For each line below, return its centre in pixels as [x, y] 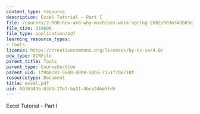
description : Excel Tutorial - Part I [54, 17]
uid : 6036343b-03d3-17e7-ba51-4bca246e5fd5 [61, 89]
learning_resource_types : [38, 39]
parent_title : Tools [32, 61]
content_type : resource [36, 12]
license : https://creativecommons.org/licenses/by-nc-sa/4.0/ [85, 50]
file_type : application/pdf [41, 34]
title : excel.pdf [28, 84]
